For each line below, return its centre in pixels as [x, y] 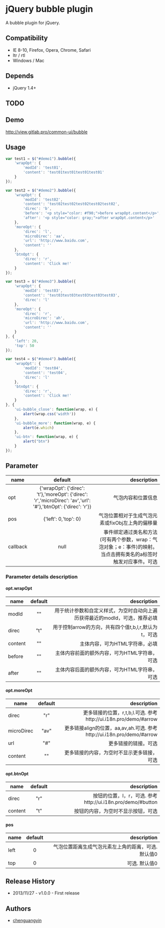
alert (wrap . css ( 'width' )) [50, 414]
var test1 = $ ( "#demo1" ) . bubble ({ [41, 158]
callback [18, 546]
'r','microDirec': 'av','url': [62, 500]
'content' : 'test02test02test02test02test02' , [71, 204]
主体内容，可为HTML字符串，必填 [118, 644]
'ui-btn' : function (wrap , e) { [46, 437]
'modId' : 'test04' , [43, 368]
